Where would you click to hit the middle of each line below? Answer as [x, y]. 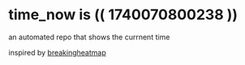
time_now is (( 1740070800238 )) [123, 15]
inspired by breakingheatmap [58, 52]
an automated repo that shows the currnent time [89, 37]
